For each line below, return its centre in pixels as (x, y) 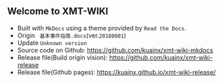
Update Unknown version (52, 43)
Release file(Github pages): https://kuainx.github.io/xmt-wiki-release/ (116, 72)
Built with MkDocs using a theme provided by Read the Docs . (101, 28)
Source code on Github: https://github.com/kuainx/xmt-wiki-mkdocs (115, 50)
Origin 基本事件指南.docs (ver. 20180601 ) (72, 35)
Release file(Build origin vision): (62, 57)
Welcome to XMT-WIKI (58, 11)
